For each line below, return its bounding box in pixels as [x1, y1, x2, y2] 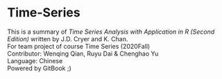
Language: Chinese [7, 56, 63, 65]
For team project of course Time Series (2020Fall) [7, 42, 151, 50]
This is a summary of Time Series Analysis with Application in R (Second [7, 27, 215, 36]
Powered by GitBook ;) [7, 64, 71, 72]
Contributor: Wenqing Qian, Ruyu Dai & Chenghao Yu [7, 49, 159, 58]
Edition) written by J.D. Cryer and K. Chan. [7, 34, 128, 43]
